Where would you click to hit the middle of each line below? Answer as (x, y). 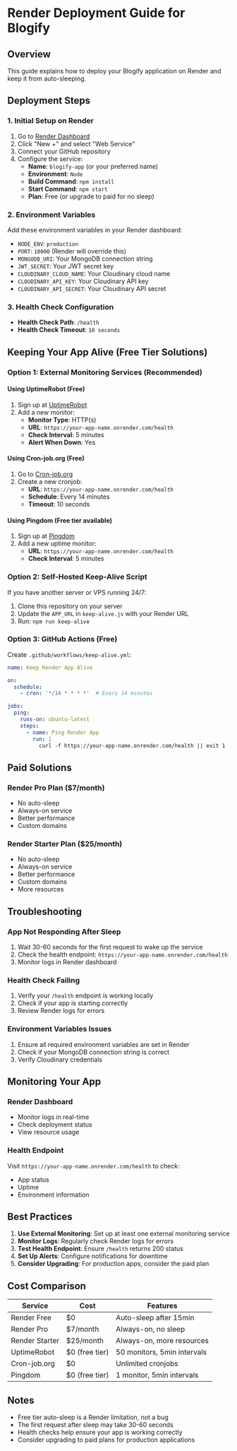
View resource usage (48, 1132)
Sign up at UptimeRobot (52, 405)
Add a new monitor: (46, 412)
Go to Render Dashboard (54, 136)
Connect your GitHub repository (64, 151)
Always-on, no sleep (151, 1329)
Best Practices (40, 1217)
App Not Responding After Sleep (64, 932)
